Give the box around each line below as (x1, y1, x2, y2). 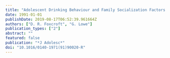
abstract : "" (5, 31, 33, 36)
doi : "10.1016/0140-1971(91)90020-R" (5, 45, 86, 50)
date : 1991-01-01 (5, 12, 42, 17)
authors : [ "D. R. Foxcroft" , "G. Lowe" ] (5, 21, 93, 27)
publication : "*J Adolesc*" (5, 40, 65, 45)
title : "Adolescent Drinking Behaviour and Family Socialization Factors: (5, 7, 168, 13)
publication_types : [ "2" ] (5, 26, 60, 31)
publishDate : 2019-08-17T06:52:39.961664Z (5, 17, 97, 22)
